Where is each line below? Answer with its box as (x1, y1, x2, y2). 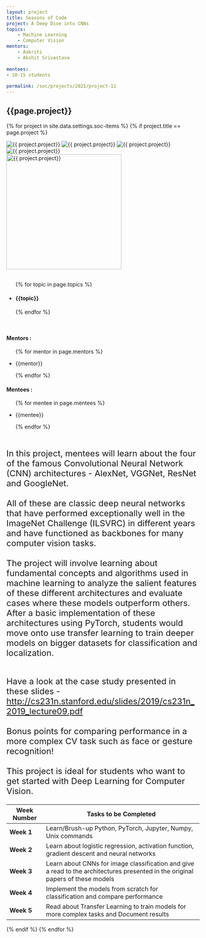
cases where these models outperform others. (6, 598, 191, 608)
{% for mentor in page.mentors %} (15, 348, 103, 355)
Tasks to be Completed (86, 810, 156, 818)
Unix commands (45, 832, 93, 840)
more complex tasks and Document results (45, 910, 170, 918)
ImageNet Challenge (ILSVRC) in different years (6, 518, 196, 529)
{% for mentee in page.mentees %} (15, 400, 105, 407)
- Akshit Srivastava (17, 55, 70, 61)
